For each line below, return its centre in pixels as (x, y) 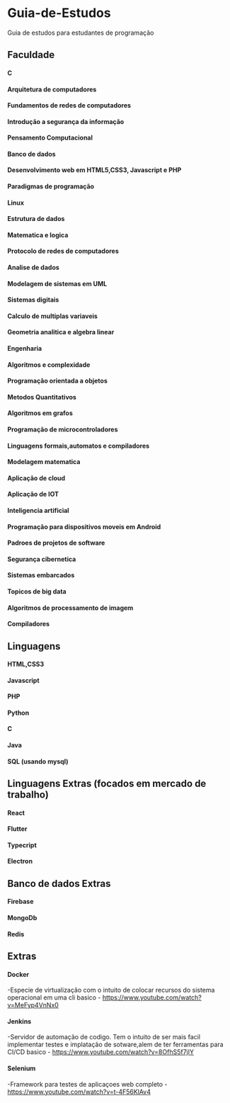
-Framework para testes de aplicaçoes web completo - (87, 1084)
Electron (20, 861)
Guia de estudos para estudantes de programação (81, 33)
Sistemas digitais (33, 300)
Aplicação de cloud (36, 478)
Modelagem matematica (44, 462)
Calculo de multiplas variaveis (52, 316)
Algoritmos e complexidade (49, 364)
